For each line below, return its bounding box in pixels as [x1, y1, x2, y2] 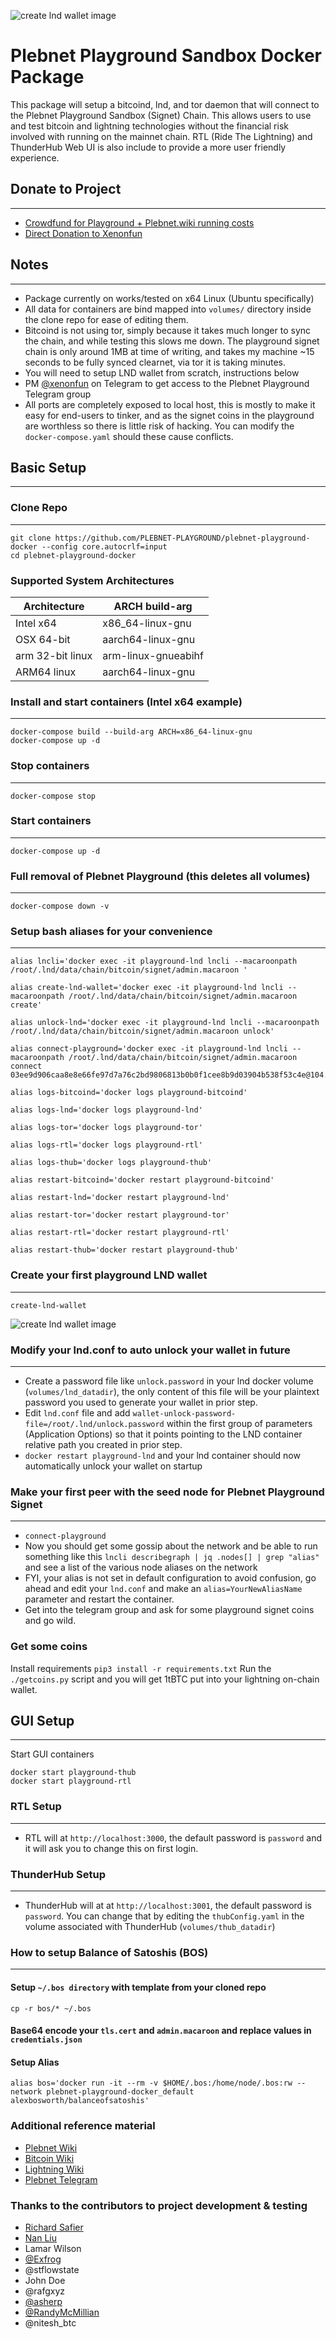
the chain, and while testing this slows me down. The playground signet [24, 335, 320, 347]
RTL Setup [10, 1800, 62, 1814]
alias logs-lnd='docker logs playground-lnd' [10, 1105, 203, 1115]
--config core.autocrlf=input [41, 541, 168, 552]
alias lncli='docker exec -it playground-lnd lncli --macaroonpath [10, 956, 298, 967]
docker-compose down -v [10, 901, 110, 912]
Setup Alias [10, 2056, 60, 2068]
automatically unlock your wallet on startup [24, 1460, 203, 1472]
